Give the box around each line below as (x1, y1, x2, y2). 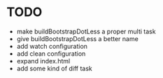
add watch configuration (16, 42, 88, 50)
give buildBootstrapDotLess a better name (16, 34, 139, 42)
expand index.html (16, 56, 71, 65)
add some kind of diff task (16, 64, 92, 72)
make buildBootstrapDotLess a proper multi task (16, 27, 156, 36)
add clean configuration (16, 49, 86, 58)
